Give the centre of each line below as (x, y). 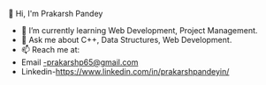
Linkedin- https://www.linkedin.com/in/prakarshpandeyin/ (125, 71)
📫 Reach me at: (50, 50)
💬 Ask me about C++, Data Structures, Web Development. (126, 40)
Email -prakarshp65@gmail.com (80, 62)
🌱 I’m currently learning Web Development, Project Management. (139, 30)
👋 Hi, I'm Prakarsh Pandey (56, 14)
